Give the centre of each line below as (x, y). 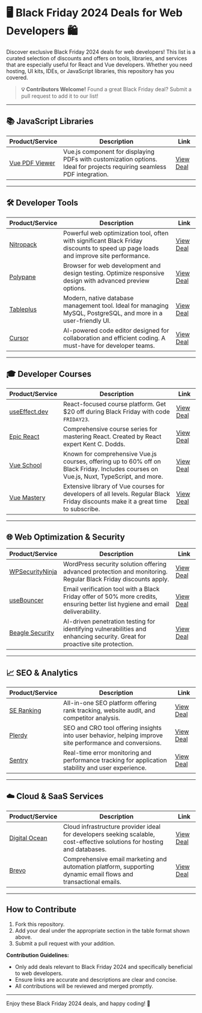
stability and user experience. (105, 768)
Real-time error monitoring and (107, 753)
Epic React (24, 436)
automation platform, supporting (109, 866)
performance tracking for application (115, 760)
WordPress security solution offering (115, 564)
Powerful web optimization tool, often (116, 233)
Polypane (23, 276)
